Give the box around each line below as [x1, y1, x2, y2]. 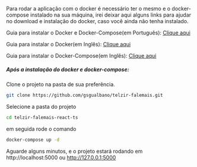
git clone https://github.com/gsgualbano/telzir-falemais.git [6, 92, 163, 98]
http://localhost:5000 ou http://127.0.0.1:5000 [6, 154, 116, 161]
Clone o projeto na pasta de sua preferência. [6, 80, 116, 88]
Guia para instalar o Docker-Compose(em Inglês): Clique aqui [6, 52, 157, 59]
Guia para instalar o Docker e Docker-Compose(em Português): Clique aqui [6, 29, 191, 36]
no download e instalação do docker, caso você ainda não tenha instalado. [6, 18, 189, 24]
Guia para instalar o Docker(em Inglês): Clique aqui [6, 41, 131, 48]
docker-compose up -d [6, 137, 60, 143]
